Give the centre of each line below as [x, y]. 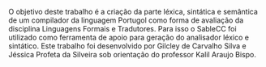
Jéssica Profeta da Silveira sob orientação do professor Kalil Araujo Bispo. [133, 54]
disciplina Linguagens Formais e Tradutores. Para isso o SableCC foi [122, 29]
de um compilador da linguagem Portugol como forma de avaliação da [126, 20]
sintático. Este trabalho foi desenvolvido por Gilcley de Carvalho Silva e [127, 46]
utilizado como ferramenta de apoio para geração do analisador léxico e [129, 37]
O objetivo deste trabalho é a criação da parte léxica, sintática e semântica [133, 12]
